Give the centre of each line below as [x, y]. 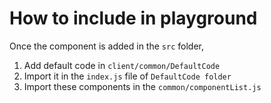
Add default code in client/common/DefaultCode [122, 65]
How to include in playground [133, 18]
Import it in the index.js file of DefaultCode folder [127, 76]
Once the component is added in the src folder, [106, 46]
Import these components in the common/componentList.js [142, 86]
